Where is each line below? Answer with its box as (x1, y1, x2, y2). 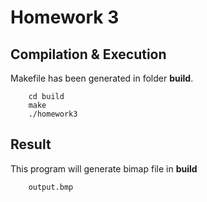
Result (10, 136, 52, 153)
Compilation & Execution (10, 46, 167, 63)
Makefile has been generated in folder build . (10, 72, 194, 84)
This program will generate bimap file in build (10, 162, 198, 175)
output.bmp (28, 182, 74, 192)
